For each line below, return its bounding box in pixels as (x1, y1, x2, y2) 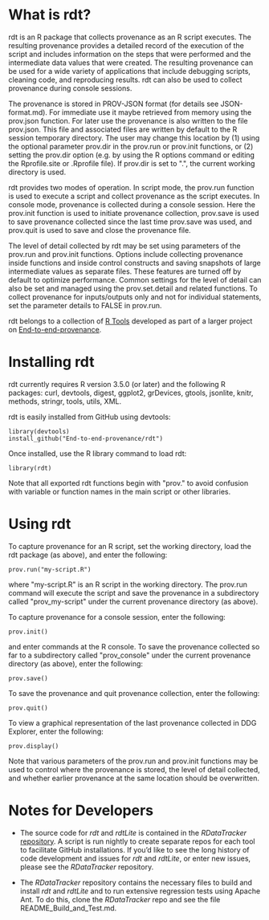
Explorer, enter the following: (8, 727, 104, 736)
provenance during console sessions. (8, 83, 132, 93)
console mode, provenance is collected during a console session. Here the (8, 199, 255, 210)
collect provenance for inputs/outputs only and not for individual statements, (8, 291, 262, 302)
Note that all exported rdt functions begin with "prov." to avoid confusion (8, 478, 249, 487)
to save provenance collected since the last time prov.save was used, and (8, 217, 253, 226)
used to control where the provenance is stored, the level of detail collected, (8, 764, 261, 774)
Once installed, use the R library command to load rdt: (8, 448, 187, 458)
